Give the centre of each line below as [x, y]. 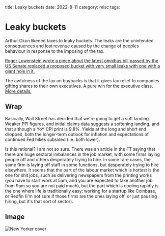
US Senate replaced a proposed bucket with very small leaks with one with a [82, 66]
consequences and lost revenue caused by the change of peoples [72, 46]
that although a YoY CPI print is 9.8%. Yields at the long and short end [76, 129]
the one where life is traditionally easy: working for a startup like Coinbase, [81, 191]
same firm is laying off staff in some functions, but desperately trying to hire [82, 165]
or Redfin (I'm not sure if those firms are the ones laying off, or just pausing [81, 196]
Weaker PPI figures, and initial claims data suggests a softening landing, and [82, 124]
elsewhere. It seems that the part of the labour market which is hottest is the [82, 170]
